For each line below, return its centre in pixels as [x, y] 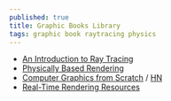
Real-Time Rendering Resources [81, 87]
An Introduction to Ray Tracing [78, 59]
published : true [39, 17]
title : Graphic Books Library [65, 26]
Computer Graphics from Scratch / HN [92, 78]
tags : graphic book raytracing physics [83, 34]
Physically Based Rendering [73, 68]
